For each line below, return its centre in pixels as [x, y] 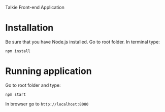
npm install [18, 51]
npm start [16, 94]
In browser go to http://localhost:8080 [47, 104]
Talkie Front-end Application [35, 7]
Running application [49, 71]
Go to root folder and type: [33, 85]
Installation [29, 28]
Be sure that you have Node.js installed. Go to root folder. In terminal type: [82, 42]
